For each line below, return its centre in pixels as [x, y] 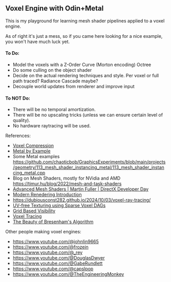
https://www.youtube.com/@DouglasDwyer [59, 258]
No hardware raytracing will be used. [52, 126]
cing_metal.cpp [29, 173]
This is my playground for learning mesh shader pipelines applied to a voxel [85, 20]
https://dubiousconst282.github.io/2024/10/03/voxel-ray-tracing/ [82, 200]
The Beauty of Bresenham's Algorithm [53, 222]
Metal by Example [31, 151]
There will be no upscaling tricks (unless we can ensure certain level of [88, 115]
